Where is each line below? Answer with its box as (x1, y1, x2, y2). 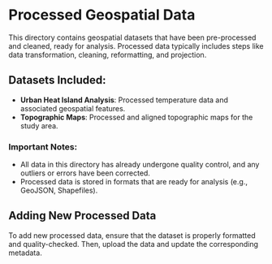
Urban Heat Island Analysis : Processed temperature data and (19, 95, 229, 105)
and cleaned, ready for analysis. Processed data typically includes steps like (8, 41, 264, 50)
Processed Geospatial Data (8, 6, 196, 24)
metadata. (8, 248, 42, 258)
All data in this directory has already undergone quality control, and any (19, 160, 260, 170)
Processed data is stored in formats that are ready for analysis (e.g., (19, 177, 248, 187)
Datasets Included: (8, 73, 106, 87)
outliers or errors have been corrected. (19, 168, 150, 178)
